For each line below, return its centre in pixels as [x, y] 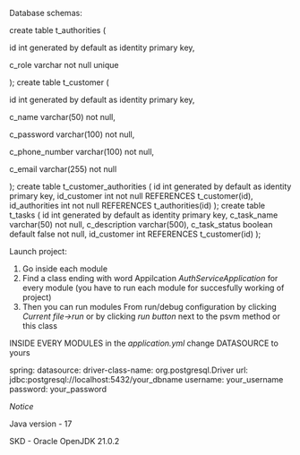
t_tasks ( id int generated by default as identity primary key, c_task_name [144, 215]
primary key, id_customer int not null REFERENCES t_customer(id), [131, 196]
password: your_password [58, 389]
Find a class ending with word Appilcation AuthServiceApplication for [150, 278]
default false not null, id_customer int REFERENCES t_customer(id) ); [135, 234]
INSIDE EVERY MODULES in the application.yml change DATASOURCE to [144, 343]
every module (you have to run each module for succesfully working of [153, 288]
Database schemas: [46, 13]
